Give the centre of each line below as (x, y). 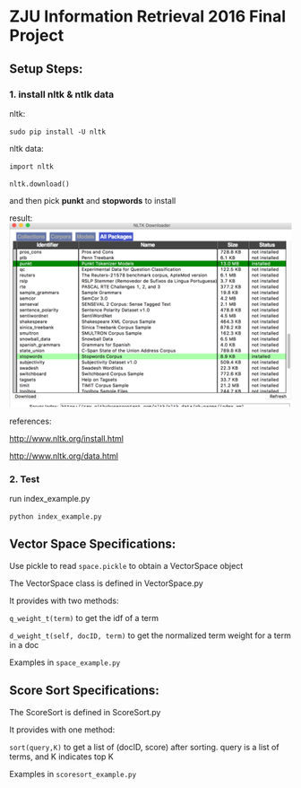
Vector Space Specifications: (93, 544)
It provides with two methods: (64, 600)
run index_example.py (50, 498)
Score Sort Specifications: (84, 691)
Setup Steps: (46, 69)
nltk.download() (39, 184)
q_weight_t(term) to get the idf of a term (84, 617)
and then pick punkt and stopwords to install (93, 200)
